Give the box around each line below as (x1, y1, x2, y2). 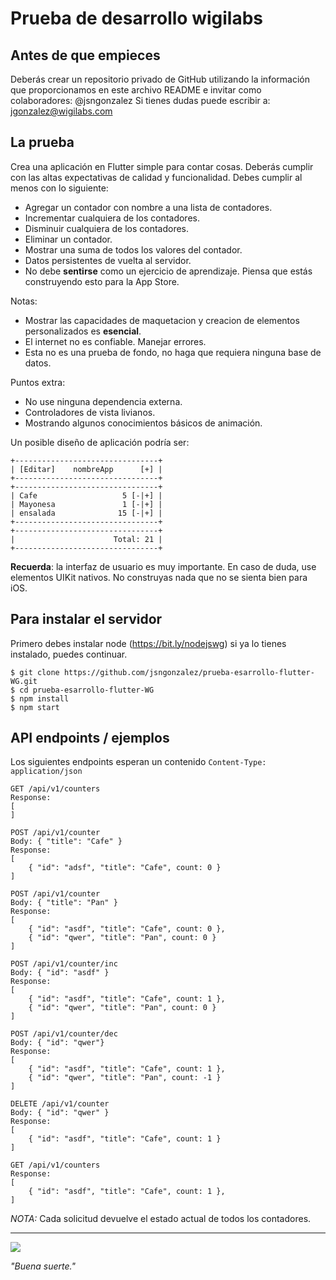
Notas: (10, 295, 38, 307)
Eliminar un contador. (24, 233, 113, 245)
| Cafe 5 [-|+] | (10, 490, 163, 501)
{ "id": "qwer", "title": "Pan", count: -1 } (28, 1073, 222, 1083)
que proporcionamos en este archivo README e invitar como (10, 84, 262, 96)
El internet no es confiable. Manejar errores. (24, 335, 207, 347)
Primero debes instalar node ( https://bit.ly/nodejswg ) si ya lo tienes (10, 637, 287, 649)
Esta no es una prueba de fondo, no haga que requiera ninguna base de (24, 346, 322, 358)
